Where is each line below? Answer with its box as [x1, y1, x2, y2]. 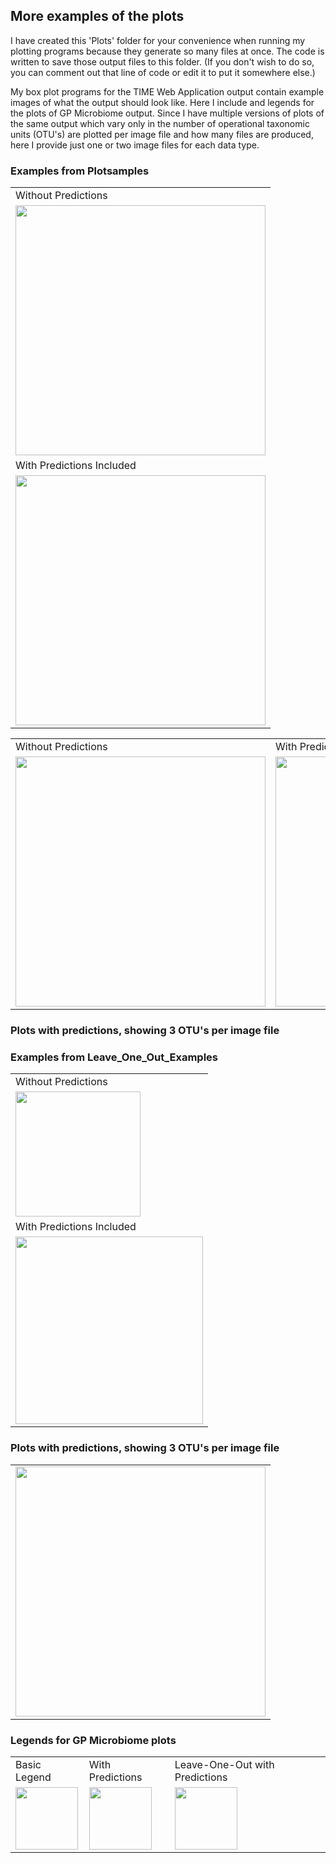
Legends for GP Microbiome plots [10, 1733, 177, 1747]
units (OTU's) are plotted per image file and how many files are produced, [10, 128, 314, 140]
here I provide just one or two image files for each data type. [10, 139, 260, 151]
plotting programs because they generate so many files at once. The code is [10, 45, 325, 57]
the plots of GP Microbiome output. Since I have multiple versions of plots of [10, 107, 325, 119]
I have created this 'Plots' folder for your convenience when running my [10, 34, 306, 46]
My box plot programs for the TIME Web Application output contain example [10, 85, 325, 98]
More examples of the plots [10, 8, 185, 25]
